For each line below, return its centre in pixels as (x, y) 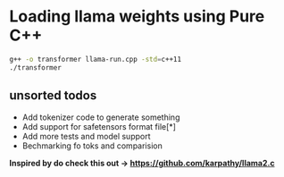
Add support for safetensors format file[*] (99, 126)
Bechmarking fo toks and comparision (92, 146)
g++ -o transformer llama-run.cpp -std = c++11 (95, 59)
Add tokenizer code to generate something (101, 117)
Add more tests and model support (86, 136)
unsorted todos (53, 96)
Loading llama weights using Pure (137, 17)
